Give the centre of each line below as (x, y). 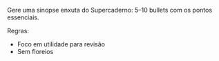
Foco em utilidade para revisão (61, 44)
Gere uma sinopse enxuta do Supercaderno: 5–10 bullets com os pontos (110, 10)
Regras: (18, 31)
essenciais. (23, 17)
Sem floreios (35, 52)
